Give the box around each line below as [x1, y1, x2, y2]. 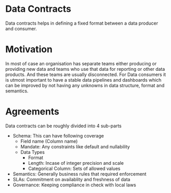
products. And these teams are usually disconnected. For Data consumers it [5, 71, 166, 78]
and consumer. [5, 25, 37, 31]
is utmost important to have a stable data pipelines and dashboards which [5, 76, 162, 83]
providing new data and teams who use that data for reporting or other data [5, 66, 165, 72]
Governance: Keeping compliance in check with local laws [12, 182, 136, 188]
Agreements [5, 106, 60, 118]
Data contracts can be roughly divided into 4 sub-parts [5, 123, 122, 129]
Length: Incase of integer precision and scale [28, 160, 124, 166]
